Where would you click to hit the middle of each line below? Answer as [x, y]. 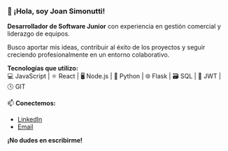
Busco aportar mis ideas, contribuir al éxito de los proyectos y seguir [106, 48]
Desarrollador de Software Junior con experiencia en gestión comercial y [114, 27]
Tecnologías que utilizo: [43, 69]
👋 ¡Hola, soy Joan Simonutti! [56, 11]
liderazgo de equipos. [38, 34]
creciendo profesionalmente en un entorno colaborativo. [88, 55]
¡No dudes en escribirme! [45, 141]
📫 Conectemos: [31, 103]
